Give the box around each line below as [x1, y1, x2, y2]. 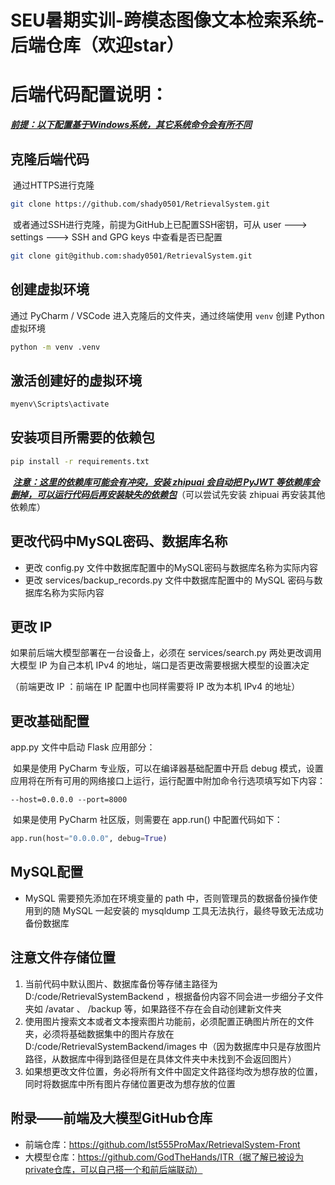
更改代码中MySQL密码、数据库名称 [10, 533, 228, 550]
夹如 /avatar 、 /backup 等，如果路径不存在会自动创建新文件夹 [24, 1002, 282, 1015]
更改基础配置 [10, 712, 90, 730]
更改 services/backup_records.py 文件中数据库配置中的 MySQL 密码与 [24, 574, 315, 586]
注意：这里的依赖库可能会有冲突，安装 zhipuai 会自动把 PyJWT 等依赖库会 [12, 476, 320, 488]
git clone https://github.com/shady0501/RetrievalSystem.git [10, 199, 271, 209]
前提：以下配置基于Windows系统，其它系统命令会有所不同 [10, 119, 253, 131]
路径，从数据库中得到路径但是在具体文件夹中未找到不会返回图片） [24, 1052, 297, 1065]
